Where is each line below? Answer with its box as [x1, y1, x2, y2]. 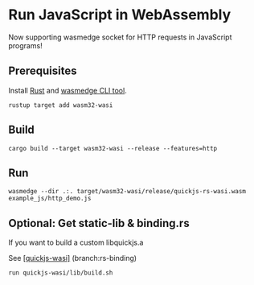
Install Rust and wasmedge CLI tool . [8, 85, 127, 95]
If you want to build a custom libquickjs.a [8, 237, 144, 247]
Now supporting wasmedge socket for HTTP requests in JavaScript [8, 32, 232, 42]
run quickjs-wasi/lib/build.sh [8, 269, 113, 277]
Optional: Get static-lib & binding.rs [8, 216, 190, 230]
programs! [8, 40, 43, 50]
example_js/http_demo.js [8, 195, 92, 203]
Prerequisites [8, 64, 77, 78]
